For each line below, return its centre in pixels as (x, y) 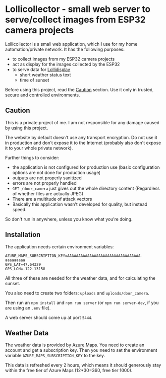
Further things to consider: (32, 157)
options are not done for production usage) (56, 172)
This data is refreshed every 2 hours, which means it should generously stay (83, 365)
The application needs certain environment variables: (59, 246)
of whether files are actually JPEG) (48, 193)
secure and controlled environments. (43, 95)
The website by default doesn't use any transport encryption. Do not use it (81, 137)
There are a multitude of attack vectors (52, 199)
